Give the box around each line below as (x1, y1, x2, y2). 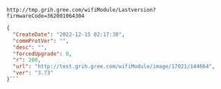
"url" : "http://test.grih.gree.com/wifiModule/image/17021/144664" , (13, 63, 215, 70)
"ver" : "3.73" (13, 70, 54, 77)
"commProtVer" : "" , (13, 37, 69, 44)
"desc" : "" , (13, 43, 48, 51)
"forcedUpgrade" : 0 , (13, 50, 72, 57)
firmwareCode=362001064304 (6, 12, 85, 19)
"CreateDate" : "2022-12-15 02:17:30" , (13, 31, 126, 38)
